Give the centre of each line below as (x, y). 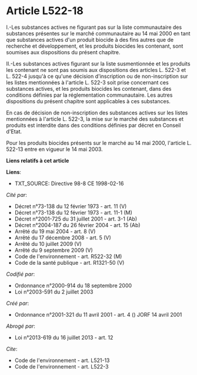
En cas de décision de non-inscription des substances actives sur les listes (97, 113)
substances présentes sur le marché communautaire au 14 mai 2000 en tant (98, 33)
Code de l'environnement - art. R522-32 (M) (68, 256)
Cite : (12, 348)
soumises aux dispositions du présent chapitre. (63, 52)
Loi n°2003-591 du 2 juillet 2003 (54, 292)
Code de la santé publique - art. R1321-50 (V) (69, 262)
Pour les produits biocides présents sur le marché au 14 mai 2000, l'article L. (99, 143)
